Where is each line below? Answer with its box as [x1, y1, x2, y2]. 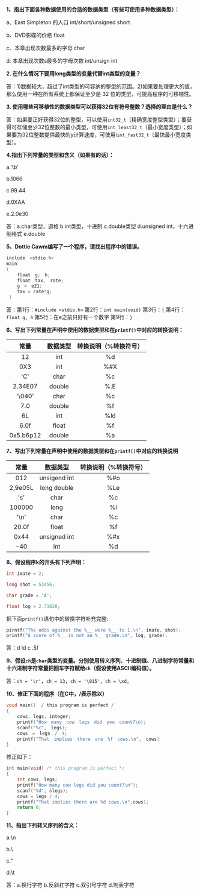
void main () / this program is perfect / [6, 702, 114, 708]
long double [40, 484, 74, 492]
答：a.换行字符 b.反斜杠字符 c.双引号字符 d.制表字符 [6, 881, 135, 889]
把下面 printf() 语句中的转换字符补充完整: [6, 615, 109, 622]
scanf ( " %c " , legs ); [17, 724, 68, 731]
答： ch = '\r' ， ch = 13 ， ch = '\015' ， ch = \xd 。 [6, 677, 132, 685]
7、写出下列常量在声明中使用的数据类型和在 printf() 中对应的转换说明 [6, 448, 178, 454]
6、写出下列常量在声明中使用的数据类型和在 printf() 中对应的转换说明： [6, 326, 184, 334]
